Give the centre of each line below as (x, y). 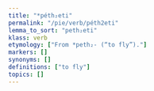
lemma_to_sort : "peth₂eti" (53, 30)
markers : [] (28, 52)
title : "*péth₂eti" (40, 15)
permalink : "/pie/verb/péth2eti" (64, 23)
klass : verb (28, 38)
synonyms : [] (30, 60)
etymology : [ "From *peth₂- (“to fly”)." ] (78, 45)
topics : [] (26, 74)
